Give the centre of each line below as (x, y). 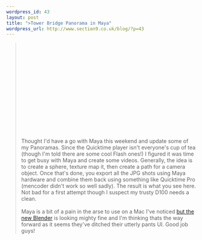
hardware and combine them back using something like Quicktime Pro (108, 180)
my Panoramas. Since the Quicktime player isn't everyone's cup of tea (108, 148)
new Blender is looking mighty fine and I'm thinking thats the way (102, 218)
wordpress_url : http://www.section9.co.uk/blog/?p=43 (75, 29)
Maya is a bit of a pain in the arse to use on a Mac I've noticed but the (108, 212)
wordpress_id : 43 (28, 12)
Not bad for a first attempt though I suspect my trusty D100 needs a (105, 192)
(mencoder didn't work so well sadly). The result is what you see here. (108, 186)
